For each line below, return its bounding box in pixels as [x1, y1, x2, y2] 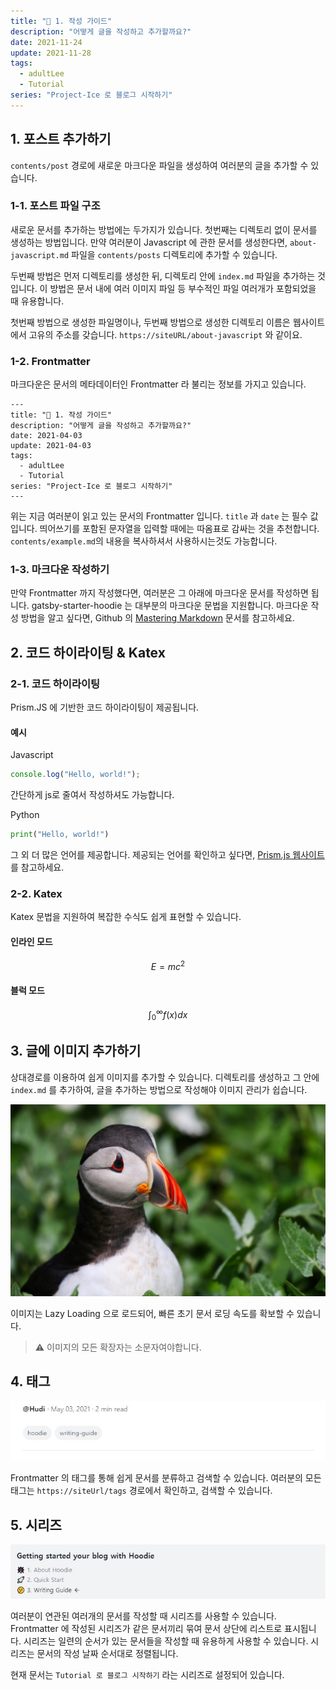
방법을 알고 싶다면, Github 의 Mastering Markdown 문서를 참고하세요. [20, 612, 295, 624]
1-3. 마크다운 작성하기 [10, 563, 110, 577]
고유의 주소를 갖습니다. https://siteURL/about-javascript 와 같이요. [28, 328, 303, 340]
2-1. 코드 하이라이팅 [10, 676, 101, 690]
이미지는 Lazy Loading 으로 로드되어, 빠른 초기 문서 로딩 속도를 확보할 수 [10, 1307, 295, 1319]
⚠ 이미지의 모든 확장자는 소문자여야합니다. [34, 1341, 202, 1353]
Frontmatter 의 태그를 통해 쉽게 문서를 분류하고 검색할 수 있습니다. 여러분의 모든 [10, 1472, 322, 1484]
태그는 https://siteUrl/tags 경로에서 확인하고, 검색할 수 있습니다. [10, 1485, 273, 1497]
